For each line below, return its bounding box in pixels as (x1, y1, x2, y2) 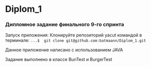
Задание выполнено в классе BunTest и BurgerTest (5, 57, 112, 63)
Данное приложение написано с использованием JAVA (5, 47, 123, 53)
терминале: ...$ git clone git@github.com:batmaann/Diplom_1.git (5, 37, 146, 43)
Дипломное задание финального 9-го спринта (5, 21, 125, 28)
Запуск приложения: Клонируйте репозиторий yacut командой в (5, 32, 142, 38)
